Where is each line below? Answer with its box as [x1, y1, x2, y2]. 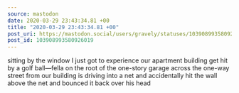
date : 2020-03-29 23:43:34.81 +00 [7, 17, 110, 24]
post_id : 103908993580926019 [7, 37, 94, 44]
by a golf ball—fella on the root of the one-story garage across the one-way [7, 64, 230, 72]
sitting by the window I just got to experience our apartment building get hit [7, 56, 228, 65]
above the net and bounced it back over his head [7, 79, 152, 87]
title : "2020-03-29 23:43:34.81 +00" [7, 23, 119, 31]
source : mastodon [7, 10, 59, 18]
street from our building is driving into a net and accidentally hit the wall [7, 72, 218, 80]
